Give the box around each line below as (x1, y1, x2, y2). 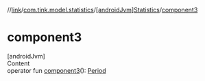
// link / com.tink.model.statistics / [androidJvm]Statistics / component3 (7, 6, 198, 14)
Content (7, 59, 30, 67)
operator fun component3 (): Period (7, 66, 106, 74)
